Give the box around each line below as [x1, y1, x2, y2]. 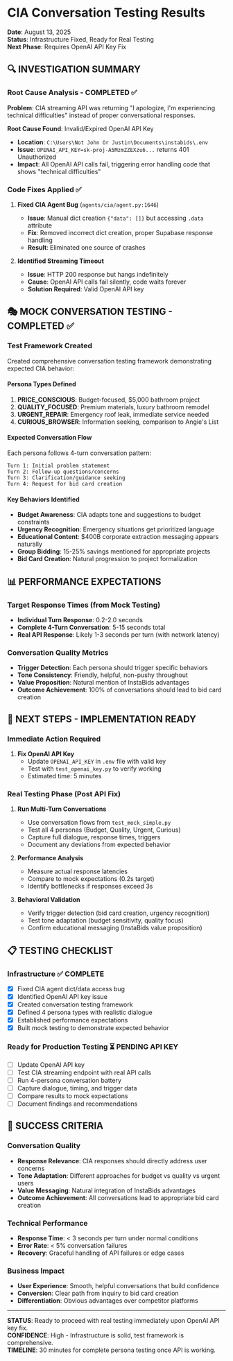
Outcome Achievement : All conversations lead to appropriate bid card [17, 1193, 220, 1201]
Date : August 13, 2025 [7, 28, 71, 36]
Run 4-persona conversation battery [17, 1076, 122, 1084]
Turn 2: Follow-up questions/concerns [7, 468, 119, 476]
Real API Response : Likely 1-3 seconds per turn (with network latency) [17, 630, 220, 639]
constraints [17, 518, 50, 527]
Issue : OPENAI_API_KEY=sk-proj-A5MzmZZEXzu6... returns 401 [17, 145, 189, 153]
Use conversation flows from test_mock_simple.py [27, 819, 171, 827]
